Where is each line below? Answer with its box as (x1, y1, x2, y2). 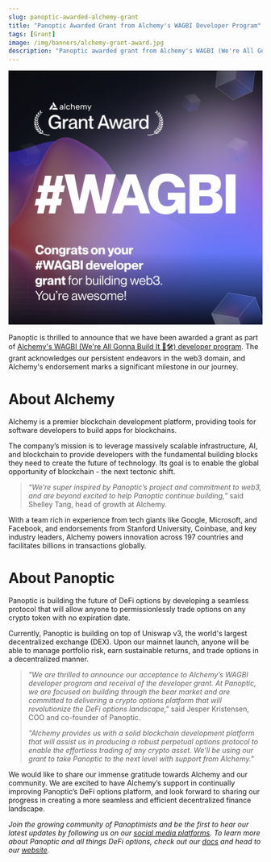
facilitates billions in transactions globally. (8, 541, 147, 551)
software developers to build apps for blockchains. (8, 426, 177, 435)
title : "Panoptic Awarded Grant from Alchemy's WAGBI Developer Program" (8, 21, 262, 30)
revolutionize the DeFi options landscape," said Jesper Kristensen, (27, 704, 250, 714)
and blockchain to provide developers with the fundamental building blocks (8, 450, 258, 460)
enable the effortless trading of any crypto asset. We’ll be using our (27, 746, 254, 755)
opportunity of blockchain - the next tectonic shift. (8, 467, 176, 477)
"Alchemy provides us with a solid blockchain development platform (27, 728, 255, 738)
